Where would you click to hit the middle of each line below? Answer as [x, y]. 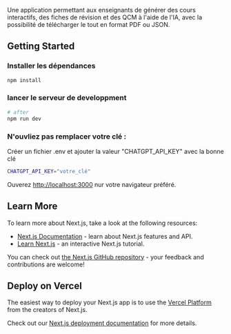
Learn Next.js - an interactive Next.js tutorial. [81, 244]
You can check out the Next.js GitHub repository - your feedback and [106, 257]
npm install [24, 80]
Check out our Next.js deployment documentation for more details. [102, 323]
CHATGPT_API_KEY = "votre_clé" [49, 171]
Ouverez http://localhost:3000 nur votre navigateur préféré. [92, 184]
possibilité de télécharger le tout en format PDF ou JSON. [89, 24]
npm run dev [24, 119]
